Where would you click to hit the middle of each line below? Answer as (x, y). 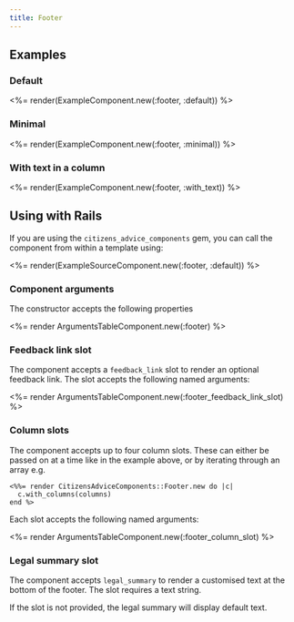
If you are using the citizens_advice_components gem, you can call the (141, 238)
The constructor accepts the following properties (101, 309)
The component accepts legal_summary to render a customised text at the (147, 580)
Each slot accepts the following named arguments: (104, 519)
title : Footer (36, 18)
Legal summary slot (54, 560)
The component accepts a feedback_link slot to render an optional (134, 370)
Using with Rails (56, 216)
